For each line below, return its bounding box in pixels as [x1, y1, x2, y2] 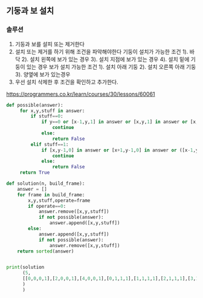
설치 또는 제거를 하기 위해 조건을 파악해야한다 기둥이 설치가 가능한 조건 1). [14, 48, 188, 55]
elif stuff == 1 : [30, 141, 69, 147]
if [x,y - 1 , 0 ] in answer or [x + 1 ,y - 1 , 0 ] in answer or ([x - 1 [41, 147, 193, 153]
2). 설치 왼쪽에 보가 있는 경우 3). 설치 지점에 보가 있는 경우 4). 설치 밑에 [21, 55, 190, 62]
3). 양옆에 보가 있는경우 [14, 70, 71, 78]
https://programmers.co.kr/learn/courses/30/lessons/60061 [6, 90, 155, 98]
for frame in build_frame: [17, 191, 85, 198]
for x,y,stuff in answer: [19, 108, 85, 114]
